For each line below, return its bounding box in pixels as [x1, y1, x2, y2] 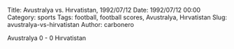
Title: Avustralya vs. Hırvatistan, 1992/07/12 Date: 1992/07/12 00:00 [7, 6, 201, 14]
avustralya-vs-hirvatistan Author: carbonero [7, 21, 134, 28]
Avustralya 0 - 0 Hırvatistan [7, 34, 87, 42]
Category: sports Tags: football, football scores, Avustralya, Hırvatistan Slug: [7, 13, 228, 21]
